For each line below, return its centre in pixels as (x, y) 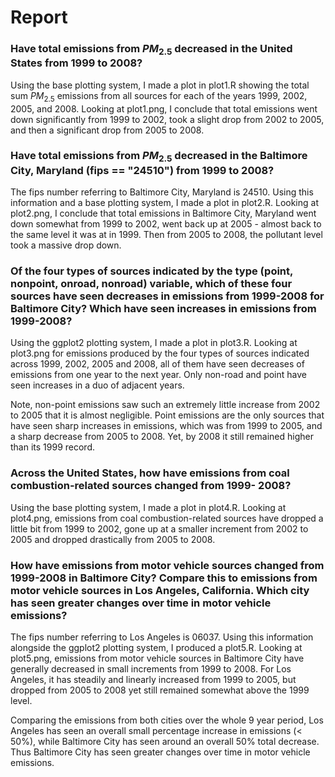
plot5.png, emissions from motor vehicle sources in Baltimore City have (157, 658)
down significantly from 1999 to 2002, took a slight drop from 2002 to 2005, (167, 119)
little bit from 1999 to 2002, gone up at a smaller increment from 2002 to (159, 528)
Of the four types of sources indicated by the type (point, (151, 271)
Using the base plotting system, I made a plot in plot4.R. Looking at (148, 507)
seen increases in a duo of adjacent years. (97, 385)
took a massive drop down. (66, 245)
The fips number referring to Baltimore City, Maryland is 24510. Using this (162, 192)
